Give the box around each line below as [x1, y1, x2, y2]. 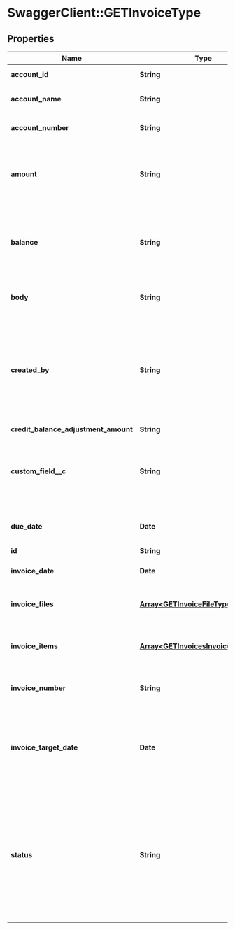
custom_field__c [10, 466, 66, 476]
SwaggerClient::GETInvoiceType [7, 5, 201, 21]
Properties [7, 33, 55, 45]
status [10, 850, 33, 859]
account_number [10, 123, 69, 132]
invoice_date [10, 566, 55, 575]
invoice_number [10, 683, 66, 693]
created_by [10, 365, 50, 375]
